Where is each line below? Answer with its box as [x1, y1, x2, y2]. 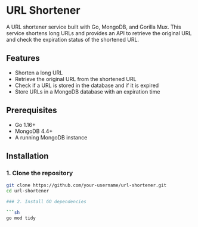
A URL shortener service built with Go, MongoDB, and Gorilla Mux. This [6, 23, 181, 30]
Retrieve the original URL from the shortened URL [14, 75, 137, 82]
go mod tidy [6, 215, 36, 221]
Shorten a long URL [14, 69, 63, 76]
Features [6, 53, 40, 63]
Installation [6, 151, 49, 161]
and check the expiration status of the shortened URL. [6, 36, 139, 43]
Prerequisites [6, 105, 57, 116]
